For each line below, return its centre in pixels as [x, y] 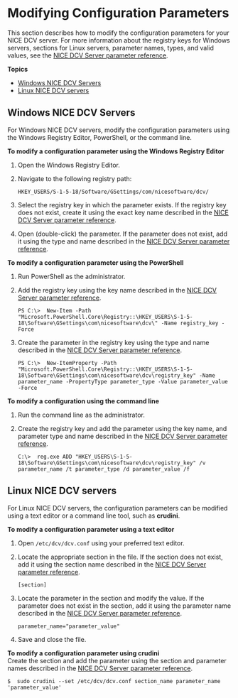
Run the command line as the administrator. [81, 415]
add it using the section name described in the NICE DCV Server [112, 564]
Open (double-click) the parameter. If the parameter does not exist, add [123, 234]
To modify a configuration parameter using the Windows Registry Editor [116, 151]
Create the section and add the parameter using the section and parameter [117, 660]
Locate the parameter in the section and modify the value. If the [111, 598]
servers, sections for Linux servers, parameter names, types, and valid [111, 48]
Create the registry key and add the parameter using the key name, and [122, 428]
